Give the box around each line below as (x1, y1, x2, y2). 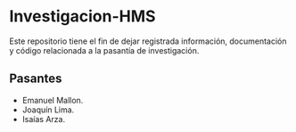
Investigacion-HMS (9, 6, 156, 27)
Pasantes (9, 71, 62, 87)
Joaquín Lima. (21, 104, 75, 115)
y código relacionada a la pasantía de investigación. (9, 45, 200, 55)
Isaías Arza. (21, 113, 65, 124)
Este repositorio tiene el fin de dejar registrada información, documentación (9, 36, 287, 46)
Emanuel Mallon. (21, 95, 84, 105)
